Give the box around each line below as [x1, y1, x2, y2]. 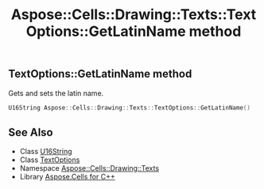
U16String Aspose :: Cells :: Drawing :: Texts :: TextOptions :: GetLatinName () [8, 103, 250, 112]
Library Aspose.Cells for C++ [19, 172, 115, 182]
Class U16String [19, 147, 73, 156]
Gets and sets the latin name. [8, 88, 104, 98]
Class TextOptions [19, 155, 80, 164]
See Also [8, 125, 53, 139]
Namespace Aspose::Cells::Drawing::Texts [19, 164, 160, 173]
